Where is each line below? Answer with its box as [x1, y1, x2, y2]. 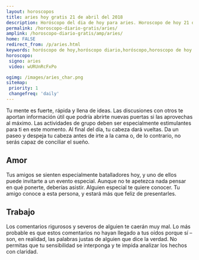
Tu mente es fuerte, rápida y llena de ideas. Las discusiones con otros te [6, 107, 184, 114]
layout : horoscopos [6, 8, 54, 15]
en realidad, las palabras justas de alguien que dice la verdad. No [18, 235, 178, 242]
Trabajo [6, 207, 36, 217]
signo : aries [8, 58, 41, 64]
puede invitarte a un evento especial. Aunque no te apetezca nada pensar [6, 177, 187, 184]
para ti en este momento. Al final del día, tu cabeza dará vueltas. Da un [6, 125, 179, 133]
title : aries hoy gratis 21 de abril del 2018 [6, 14, 123, 20]
